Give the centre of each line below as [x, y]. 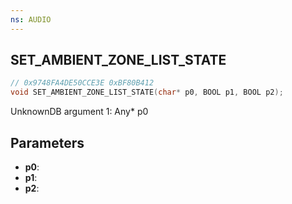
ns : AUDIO [31, 19]
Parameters [47, 142]
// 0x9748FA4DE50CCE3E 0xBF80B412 [82, 83]
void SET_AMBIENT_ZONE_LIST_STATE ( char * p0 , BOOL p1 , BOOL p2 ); [147, 92]
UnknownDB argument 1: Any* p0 [79, 112]
